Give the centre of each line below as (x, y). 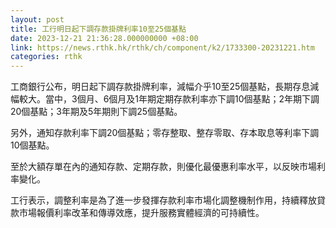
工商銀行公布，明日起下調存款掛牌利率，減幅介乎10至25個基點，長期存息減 (165, 87)
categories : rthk (46, 57)
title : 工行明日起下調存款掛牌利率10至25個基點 (98, 29)
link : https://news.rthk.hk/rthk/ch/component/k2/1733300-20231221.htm (162, 47)
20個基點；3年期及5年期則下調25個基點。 (96, 112)
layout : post (37, 19)
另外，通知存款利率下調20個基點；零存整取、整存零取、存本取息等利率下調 (165, 133)
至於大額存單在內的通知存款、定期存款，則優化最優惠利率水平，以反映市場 (163, 167)
